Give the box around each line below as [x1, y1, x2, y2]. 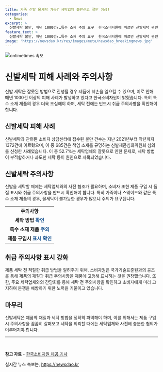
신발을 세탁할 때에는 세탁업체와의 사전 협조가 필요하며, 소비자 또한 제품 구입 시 [5, 184, 153, 189]
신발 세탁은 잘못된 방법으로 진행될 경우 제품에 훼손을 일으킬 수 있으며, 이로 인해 [5, 88, 154, 94]
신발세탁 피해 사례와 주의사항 [5, 71, 113, 83]
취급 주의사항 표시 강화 [5, 253, 69, 261]
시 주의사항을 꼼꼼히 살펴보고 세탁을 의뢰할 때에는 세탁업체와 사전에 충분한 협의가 [5, 321, 158, 326]
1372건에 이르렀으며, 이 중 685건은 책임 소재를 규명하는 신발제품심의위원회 [5, 142, 147, 148]
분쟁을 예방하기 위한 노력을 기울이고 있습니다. [17, 285, 103, 291]
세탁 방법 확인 [15, 217, 45, 224]
